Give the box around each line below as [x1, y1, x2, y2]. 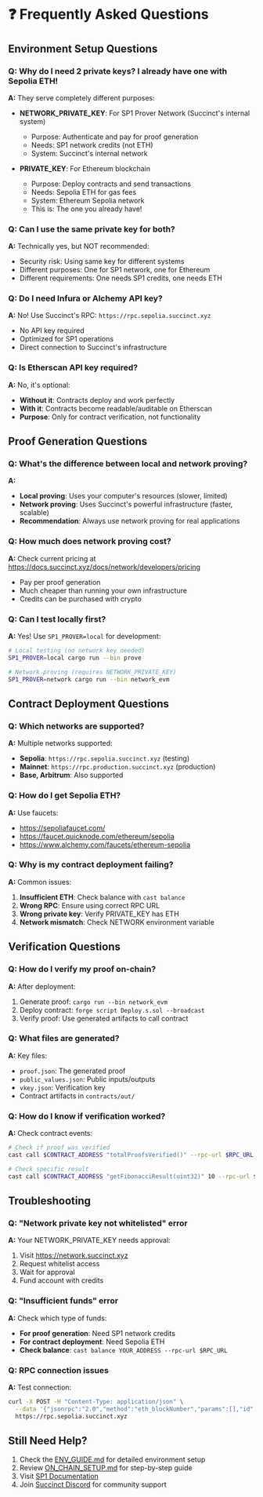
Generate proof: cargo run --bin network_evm [19, 997, 168, 1006]
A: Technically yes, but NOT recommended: [8, 242, 150, 251]
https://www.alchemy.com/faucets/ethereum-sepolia [19, 840, 191, 849]
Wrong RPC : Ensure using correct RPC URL [19, 900, 160, 910]
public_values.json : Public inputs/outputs [19, 1074, 156, 1083]
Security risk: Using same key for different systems [19, 257, 185, 266]
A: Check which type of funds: [8, 1313, 107, 1323]
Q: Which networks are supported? [8, 721, 145, 732]
